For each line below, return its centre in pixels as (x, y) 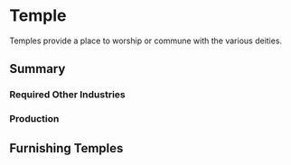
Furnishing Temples (66, 148)
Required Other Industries (68, 95)
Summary (38, 69)
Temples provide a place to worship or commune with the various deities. (146, 41)
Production (34, 119)
